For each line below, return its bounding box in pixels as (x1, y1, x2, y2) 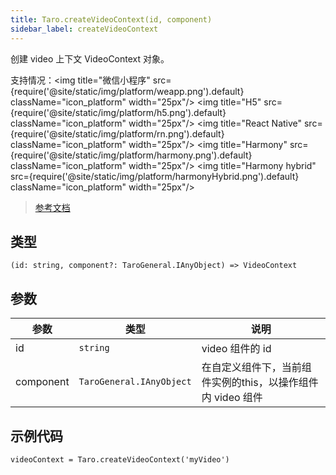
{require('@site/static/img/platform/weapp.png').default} (10, 85, 245, 97)
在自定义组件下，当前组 (201, 361, 312, 375)
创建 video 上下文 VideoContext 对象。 (10, 52, 170, 65)
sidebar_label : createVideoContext (10, 24, 159, 34)
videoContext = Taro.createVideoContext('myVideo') (10, 454, 230, 465)
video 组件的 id (201, 342, 272, 356)
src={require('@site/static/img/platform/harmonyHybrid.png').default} (10, 170, 300, 182)
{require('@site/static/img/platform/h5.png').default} (10, 106, 227, 118)
